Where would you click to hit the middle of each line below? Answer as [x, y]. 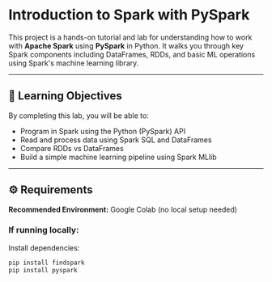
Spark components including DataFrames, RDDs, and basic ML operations [132, 54]
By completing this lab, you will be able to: [79, 116]
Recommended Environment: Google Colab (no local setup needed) [123, 209]
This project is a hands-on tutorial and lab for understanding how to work [130, 37]
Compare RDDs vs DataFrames [72, 148]
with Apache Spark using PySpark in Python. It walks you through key [126, 45]
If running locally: [44, 230]
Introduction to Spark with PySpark [129, 15]
